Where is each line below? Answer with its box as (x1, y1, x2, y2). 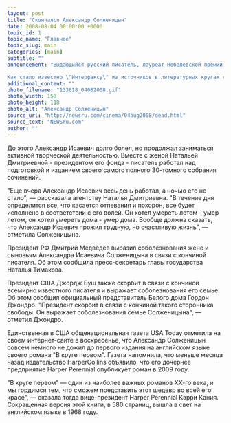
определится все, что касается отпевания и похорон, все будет (7, 201, 195, 209)
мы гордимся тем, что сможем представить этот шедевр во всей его (7, 386, 212, 394)
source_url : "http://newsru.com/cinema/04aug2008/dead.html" (7, 112, 186, 119)
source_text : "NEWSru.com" (7, 118, 85, 125)
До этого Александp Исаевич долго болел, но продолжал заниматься (7, 144, 214, 152)
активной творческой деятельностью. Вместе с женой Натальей (7, 151, 198, 159)
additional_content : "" (7, 80, 76, 87)
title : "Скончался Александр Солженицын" (7, 17, 128, 23)
